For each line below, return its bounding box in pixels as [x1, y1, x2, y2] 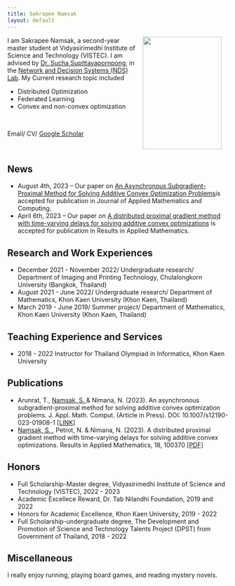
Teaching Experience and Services [7, 331, 163, 343]
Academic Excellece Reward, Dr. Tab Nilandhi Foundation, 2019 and [17, 495, 213, 503]
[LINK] [57, 418, 76, 427]
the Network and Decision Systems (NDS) [7, 66, 128, 74]
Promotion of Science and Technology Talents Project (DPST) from [17, 524, 211, 533]
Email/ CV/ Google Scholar [7, 129, 84, 138]
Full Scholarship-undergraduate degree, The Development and [17, 517, 199, 526]
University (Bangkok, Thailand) [17, 280, 107, 289]
